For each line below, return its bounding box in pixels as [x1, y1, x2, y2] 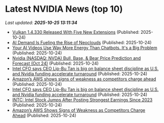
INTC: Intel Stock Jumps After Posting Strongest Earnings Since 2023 [12, 97, 153, 102]
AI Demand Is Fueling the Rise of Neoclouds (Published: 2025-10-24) [12, 39, 152, 45]
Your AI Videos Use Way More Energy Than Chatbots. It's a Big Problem [12, 45, 158, 50]
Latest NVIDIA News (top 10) [5, 3, 123, 15]
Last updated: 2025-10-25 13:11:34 [5, 20, 77, 25]
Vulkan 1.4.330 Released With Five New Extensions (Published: [12, 29, 140, 35]
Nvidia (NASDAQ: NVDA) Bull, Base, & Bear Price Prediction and [12, 55, 141, 61]
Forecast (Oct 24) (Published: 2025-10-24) [12, 60, 99, 66]
